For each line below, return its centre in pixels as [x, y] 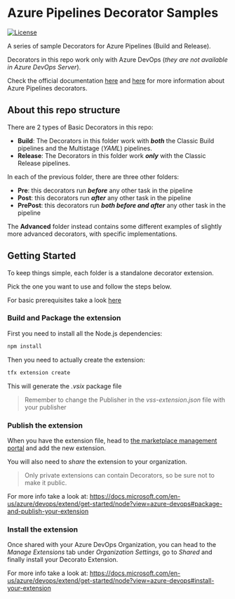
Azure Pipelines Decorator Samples [113, 13]
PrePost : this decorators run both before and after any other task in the [121, 205]
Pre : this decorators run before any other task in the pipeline [105, 190]
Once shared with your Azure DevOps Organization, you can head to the [112, 545]
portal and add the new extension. [57, 448]
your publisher [45, 407]
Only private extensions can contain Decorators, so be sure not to [120, 475]
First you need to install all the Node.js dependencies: [85, 333]
